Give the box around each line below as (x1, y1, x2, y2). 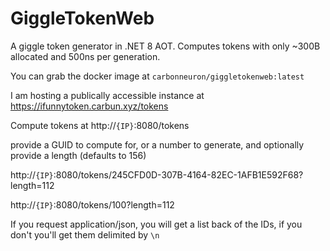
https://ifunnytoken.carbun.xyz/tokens (10, 100, 169, 112)
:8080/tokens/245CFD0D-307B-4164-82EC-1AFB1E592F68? (53, 168, 304, 181)
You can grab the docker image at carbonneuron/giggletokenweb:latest (10, 70, 305, 82)
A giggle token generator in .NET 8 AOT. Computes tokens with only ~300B (10, 40, 321, 52)
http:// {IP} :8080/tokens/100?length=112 (10, 198, 175, 211)
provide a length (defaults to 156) (10, 149, 147, 161)
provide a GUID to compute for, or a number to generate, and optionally (10, 138, 305, 151)
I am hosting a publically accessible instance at (10, 89, 205, 101)
